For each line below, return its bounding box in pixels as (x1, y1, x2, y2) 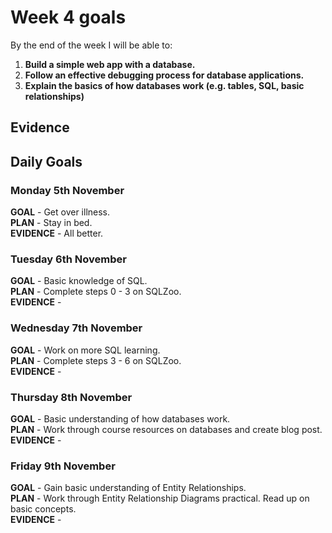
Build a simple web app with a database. (24, 58, 196, 70)
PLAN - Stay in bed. (10, 217, 93, 229)
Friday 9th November (10, 459, 116, 473)
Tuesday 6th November (10, 252, 127, 266)
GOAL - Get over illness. (10, 206, 111, 218)
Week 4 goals (10, 6, 127, 29)
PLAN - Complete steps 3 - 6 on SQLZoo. (10, 354, 182, 366)
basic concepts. (10, 503, 77, 515)
